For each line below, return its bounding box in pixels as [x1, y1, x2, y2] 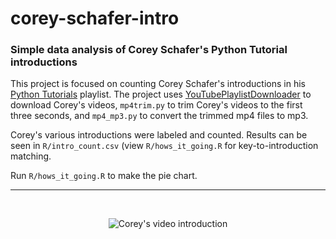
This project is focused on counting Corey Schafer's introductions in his [10, 78, 306, 90]
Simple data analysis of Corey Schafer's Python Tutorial [10, 43, 288, 57]
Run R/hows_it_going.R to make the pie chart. [10, 170, 198, 182]
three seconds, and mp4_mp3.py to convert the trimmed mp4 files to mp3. [10, 110, 309, 122]
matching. [10, 150, 52, 162]
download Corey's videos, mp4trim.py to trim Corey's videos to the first [10, 99, 303, 111]
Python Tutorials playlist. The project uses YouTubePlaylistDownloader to [10, 88, 312, 101]
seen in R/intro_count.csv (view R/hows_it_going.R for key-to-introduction [10, 140, 319, 152]
